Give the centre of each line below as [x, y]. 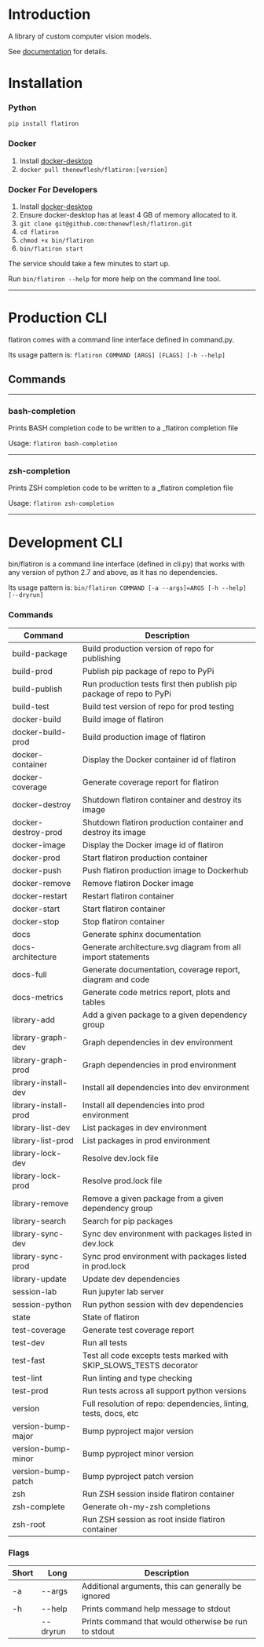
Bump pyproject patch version [138, 1476]
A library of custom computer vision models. [80, 36]
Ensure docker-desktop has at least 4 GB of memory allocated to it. [128, 215]
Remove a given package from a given [153, 1198]
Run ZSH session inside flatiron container [158, 1494]
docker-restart [40, 895]
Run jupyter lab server [123, 1291]
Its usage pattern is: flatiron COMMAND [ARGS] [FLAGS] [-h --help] [117, 354]
